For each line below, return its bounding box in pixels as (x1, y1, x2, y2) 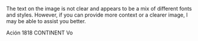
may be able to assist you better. (6, 18, 86, 24)
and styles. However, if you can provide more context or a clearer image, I (6, 11, 188, 18)
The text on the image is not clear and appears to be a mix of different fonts (6, 5, 192, 12)
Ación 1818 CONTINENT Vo (6, 29, 73, 36)
